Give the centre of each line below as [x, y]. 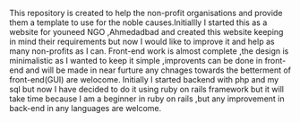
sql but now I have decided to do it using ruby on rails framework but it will [147, 89]
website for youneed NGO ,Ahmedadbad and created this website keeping [146, 32]
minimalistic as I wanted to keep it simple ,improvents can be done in [136, 61]
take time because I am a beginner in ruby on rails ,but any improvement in [147, 99]
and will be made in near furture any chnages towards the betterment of [159, 70]
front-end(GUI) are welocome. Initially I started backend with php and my [144, 79]
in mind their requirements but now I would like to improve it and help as [142, 41]
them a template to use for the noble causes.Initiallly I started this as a [138, 22]
